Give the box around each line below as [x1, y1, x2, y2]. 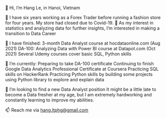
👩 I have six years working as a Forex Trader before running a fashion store [5, 15, 161, 20]
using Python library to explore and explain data [5, 77, 105, 82]
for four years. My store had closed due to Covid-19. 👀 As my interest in [5, 20, 154, 26]
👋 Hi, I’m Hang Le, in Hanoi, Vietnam [5, 5, 80, 11]
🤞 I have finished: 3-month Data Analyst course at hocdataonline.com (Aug [5, 40, 160, 46]
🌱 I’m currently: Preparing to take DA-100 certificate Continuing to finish [5, 61, 154, 66]
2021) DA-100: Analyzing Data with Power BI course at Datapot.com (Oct [5, 46, 156, 51]
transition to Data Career [5, 31, 56, 36]
